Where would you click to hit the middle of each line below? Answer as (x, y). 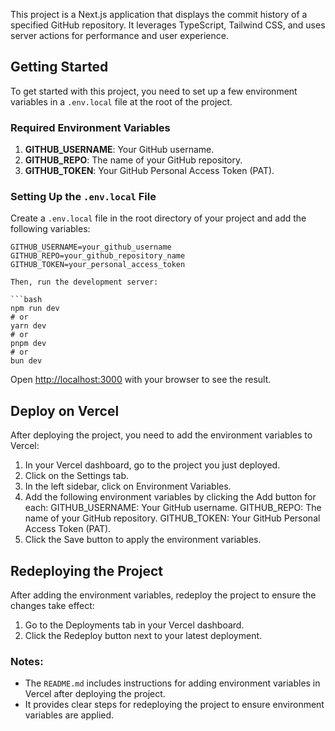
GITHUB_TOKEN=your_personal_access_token (98, 265)
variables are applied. (69, 715)
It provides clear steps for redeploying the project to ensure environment (174, 705)
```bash (26, 300)
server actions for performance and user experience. (119, 35)
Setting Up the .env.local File (83, 197)
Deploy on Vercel (65, 410)
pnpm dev (28, 344)
